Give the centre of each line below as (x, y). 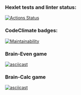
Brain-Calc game (26, 77)
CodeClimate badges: (31, 31)
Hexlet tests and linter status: (41, 7)
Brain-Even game (26, 54)
